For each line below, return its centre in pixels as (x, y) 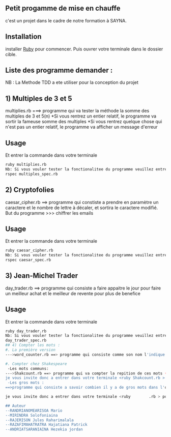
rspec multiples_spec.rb (32, 174)
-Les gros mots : (26, 383)
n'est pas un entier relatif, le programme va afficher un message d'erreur (81, 127)
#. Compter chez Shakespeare (36, 364)
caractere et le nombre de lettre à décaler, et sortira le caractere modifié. (82, 208)
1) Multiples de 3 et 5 (39, 98)
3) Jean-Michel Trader (41, 276)
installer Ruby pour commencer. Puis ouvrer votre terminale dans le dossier (84, 49)
